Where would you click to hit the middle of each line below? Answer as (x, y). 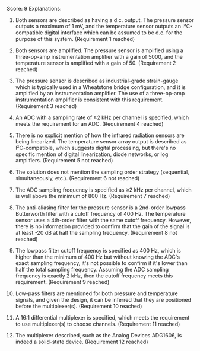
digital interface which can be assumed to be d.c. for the (113, 33)
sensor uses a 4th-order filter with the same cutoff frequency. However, (103, 220)
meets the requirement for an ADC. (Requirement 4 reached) (89, 124)
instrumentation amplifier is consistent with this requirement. (89, 100)
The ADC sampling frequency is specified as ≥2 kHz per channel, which (103, 190)
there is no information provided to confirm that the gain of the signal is (102, 226)
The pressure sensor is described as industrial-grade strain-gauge (97, 81)
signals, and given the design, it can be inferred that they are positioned (103, 300)
